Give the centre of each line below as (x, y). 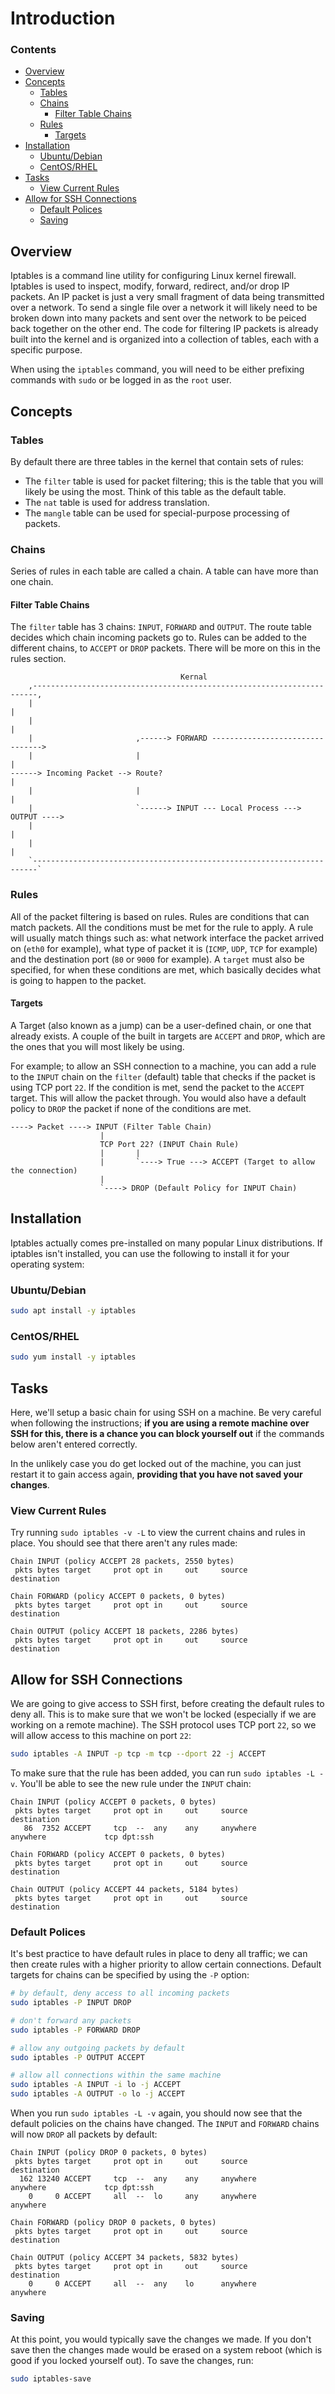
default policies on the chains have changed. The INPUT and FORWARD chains (165, 2124)
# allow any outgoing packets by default (98, 2048)
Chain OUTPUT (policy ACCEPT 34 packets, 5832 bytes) (125, 2258)
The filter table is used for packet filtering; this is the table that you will (174, 481)
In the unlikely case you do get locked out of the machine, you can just (156, 1463)
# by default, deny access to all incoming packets (120, 1993)
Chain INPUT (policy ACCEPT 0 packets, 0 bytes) (113, 1802)
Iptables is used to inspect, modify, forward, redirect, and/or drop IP (150, 286)
